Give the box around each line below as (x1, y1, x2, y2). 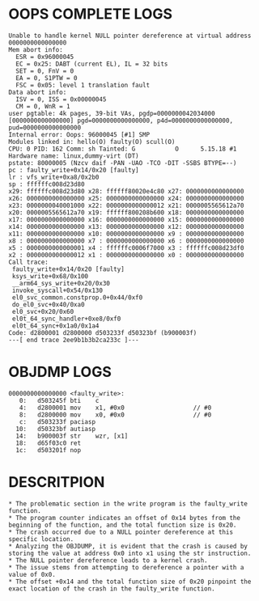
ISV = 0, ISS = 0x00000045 (15, 95, 107, 104)
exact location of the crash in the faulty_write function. (8, 584, 216, 593)
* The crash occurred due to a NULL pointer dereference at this (8, 527, 233, 536)
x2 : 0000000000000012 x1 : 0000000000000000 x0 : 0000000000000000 (8, 251, 244, 259)
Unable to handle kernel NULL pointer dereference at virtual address (8, 32, 252, 40)
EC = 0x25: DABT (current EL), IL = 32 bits (15, 60, 168, 68)
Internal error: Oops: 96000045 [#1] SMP (8, 130, 151, 138)
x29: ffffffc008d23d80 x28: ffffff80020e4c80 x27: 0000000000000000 (8, 187, 244, 195)
